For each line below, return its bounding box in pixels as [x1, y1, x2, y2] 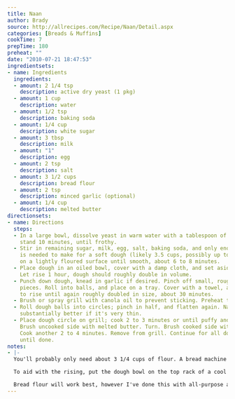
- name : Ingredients [7, 69, 68, 76]
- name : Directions [7, 219, 64, 226]
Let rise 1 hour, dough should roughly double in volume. [20, 271, 192, 278]
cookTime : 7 [7, 36, 42, 43]
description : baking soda [20, 114, 96, 121]
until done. [20, 336, 55, 344]
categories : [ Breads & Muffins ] [7, 29, 101, 37]
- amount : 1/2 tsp [13, 108, 68, 115]
